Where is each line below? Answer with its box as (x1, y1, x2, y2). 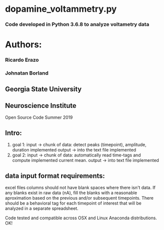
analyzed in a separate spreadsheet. (5, 205, 79, 211)
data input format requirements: (5, 172, 105, 180)
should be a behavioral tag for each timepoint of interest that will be (5, 200, 142, 206)
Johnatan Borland (5, 70, 49, 77)
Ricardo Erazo (5, 56, 39, 63)
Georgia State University (5, 85, 82, 93)
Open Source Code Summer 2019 (5, 114, 73, 121)
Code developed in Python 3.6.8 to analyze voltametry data (5, 21, 149, 28)
